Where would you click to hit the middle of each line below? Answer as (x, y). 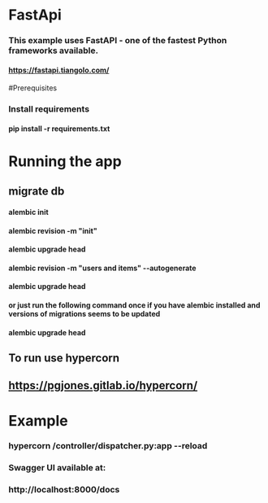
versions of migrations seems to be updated (84, 313)
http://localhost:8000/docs (64, 490)
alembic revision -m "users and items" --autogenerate (102, 268)
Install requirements (49, 109)
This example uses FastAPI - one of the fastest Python (118, 41)
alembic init (28, 212)
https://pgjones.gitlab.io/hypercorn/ (103, 385)
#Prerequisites (33, 88)
